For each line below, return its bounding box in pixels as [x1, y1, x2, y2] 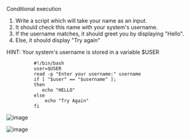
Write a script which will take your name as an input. [15, 17, 147, 24]
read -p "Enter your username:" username [33, 71, 141, 77]
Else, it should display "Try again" [15, 37, 101, 43]
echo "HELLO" [42, 87, 75, 93]
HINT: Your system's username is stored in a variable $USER [6, 48, 159, 56]
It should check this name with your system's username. [15, 24, 158, 31]
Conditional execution [6, 6, 61, 12]
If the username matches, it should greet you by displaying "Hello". [15, 30, 184, 37]
